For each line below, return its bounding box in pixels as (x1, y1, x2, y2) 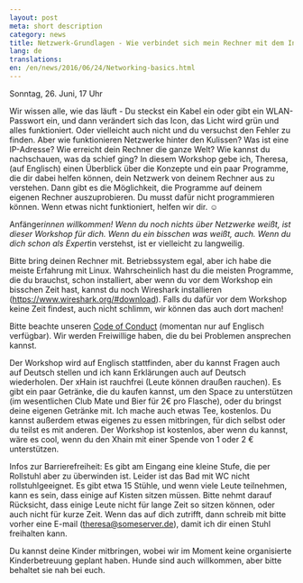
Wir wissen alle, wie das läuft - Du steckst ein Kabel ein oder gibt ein (9, 105, 264, 116)
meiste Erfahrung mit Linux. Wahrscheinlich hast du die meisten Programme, (9, 265, 294, 276)
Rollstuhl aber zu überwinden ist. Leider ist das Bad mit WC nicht (9, 470, 251, 481)
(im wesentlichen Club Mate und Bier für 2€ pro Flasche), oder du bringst (9, 396, 282, 406)
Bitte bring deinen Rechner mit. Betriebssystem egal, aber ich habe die (9, 255, 272, 266)
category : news (9, 30, 67, 39)
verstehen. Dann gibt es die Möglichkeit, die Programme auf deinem (9, 182, 262, 193)
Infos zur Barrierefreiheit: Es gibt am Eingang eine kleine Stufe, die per (9, 460, 271, 471)
